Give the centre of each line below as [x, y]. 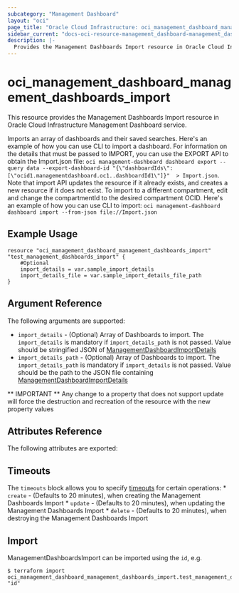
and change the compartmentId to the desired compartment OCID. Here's [115, 197]
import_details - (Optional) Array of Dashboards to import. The [111, 334]
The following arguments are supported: [67, 321]
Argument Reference [55, 304]
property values [31, 409]
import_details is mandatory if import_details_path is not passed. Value [124, 342]
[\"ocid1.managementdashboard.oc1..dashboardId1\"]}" [89, 175]
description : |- [31, 41]
